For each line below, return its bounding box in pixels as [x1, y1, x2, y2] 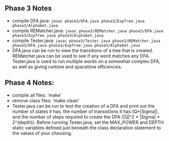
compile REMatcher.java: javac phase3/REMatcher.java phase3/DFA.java [12, 28, 163, 34]
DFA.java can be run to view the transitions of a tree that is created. [12, 47, 154, 53]
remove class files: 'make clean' [12, 97, 80, 104]
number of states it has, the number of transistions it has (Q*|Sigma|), [12, 108, 159, 114]
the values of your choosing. [12, 130, 72, 136]
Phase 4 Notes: [5, 79, 54, 87]
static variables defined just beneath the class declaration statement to [12, 125, 161, 131]
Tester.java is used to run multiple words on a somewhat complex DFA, [12, 58, 161, 64]
